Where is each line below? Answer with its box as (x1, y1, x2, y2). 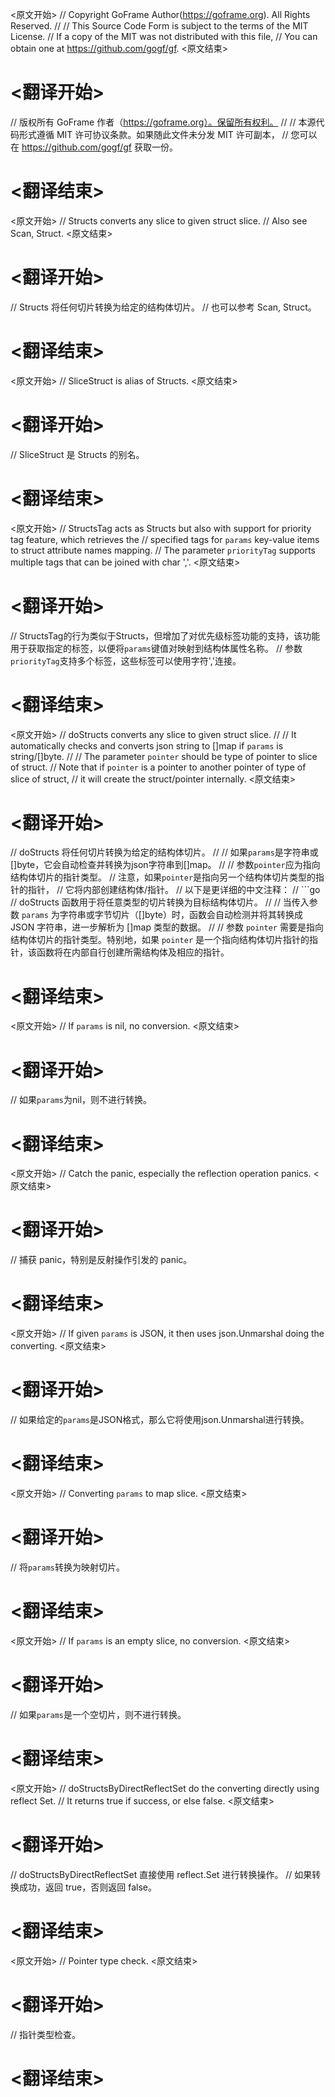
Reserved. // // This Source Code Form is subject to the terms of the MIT (10, 20, 309, 32)
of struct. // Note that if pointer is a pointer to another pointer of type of (10, 761, 307, 773)
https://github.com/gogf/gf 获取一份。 (21, 141, 178, 153)
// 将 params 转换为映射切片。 (10, 1561, 125, 1573)
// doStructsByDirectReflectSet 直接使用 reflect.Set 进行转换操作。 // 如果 (10, 1868, 313, 1880)
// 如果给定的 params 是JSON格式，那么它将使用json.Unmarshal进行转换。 (10, 1414, 310, 1426)
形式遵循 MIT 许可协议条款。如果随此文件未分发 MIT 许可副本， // (18, 128, 289, 140)
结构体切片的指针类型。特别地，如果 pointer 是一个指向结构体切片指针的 (10, 934, 310, 946)
